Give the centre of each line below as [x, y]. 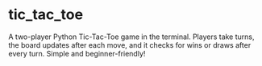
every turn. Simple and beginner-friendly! [77, 53]
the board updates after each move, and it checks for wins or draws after [130, 45]
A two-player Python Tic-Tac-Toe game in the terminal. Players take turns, [132, 37]
